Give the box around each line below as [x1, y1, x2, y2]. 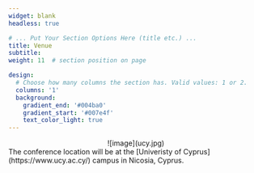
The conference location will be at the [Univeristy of [8, 147, 182, 157]
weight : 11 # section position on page [8, 57, 147, 65]
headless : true [8, 19, 60, 27]
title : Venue [8, 41, 53, 49]
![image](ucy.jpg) [107, 138, 165, 148]
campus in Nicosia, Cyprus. [92, 155, 184, 166]
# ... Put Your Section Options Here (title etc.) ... [8, 34, 197, 42]
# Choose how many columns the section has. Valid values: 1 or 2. [15, 78, 248, 86]
